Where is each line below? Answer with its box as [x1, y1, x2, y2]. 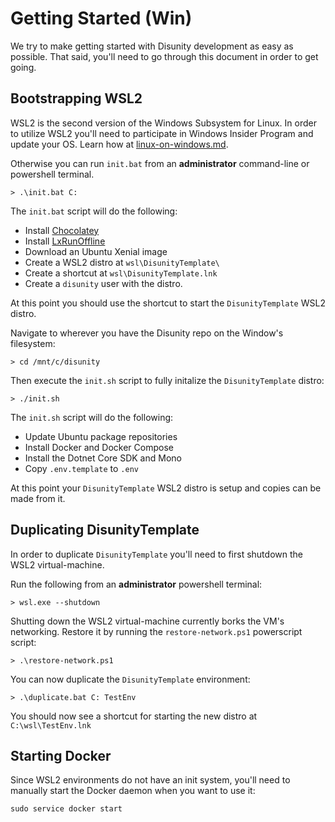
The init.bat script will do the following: [10, 205, 178, 217]
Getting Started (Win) [10, 7, 193, 30]
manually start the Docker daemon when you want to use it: [10, 785, 256, 797]
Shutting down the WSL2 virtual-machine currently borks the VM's [10, 615, 285, 627]
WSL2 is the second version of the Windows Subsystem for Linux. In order [10, 117, 317, 129]
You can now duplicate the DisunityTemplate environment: [10, 673, 251, 685]
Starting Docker [10, 747, 112, 764]
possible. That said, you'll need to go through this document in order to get [10, 50, 319, 62]
